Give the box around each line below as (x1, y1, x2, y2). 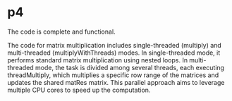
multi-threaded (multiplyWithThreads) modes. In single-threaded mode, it (7, 48, 221, 57)
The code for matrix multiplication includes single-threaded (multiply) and (7, 41, 222, 49)
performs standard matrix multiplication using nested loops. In (7, 55, 188, 64)
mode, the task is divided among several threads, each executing (35, 63, 224, 72)
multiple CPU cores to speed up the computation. (7, 86, 151, 94)
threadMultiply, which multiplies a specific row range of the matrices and (7, 71, 219, 79)
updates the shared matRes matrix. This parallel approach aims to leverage (7, 78, 225, 86)
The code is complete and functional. (7, 27, 116, 36)
